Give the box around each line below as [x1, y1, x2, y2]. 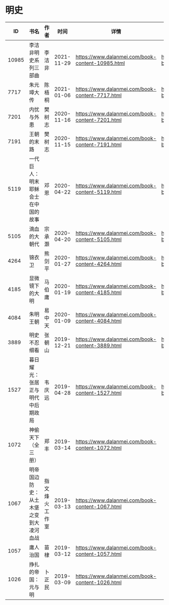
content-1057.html [75, 550, 122, 557]
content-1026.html [75, 579, 122, 586]
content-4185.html [75, 289, 122, 296]
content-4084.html [75, 317, 122, 324]
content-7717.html [75, 91, 122, 99]
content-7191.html [75, 141, 122, 148]
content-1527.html [75, 389, 122, 396]
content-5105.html [75, 236, 122, 243]
